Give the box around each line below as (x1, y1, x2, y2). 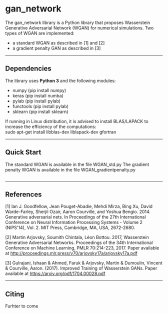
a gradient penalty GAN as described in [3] (12, 45, 101, 51)
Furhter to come (5, 303, 38, 309)
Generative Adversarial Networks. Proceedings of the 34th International (5, 239, 153, 245)
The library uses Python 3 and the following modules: (5, 77, 116, 83)
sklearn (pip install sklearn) (12, 108, 68, 114)
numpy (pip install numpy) (12, 87, 66, 93)
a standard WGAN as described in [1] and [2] (12, 39, 105, 45)
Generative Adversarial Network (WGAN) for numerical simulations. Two (5, 24, 154, 30)
